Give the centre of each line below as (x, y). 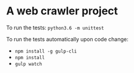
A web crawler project (62, 11)
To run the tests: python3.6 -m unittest (55, 28)
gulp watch (28, 64)
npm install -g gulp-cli (46, 51)
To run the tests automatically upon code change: (67, 39)
